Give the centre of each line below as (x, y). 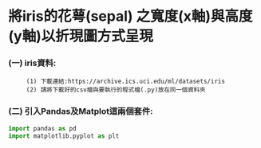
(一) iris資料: (32, 63)
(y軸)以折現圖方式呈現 (81, 36)
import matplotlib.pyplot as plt (64, 136)
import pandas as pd (43, 128)
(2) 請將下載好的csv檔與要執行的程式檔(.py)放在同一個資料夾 (116, 90)
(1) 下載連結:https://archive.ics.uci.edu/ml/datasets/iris (126, 82)
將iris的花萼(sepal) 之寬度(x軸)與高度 (130, 16)
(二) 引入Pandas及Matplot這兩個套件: (81, 111)
